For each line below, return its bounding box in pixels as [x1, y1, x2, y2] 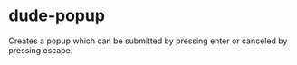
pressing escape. [8, 44, 73, 55]
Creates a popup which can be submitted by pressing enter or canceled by [8, 35, 288, 46]
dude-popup [8, 5, 106, 26]
